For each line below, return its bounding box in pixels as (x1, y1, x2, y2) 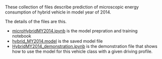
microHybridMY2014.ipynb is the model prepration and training (12, 28, 138, 33)
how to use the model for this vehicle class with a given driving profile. (12, 48, 153, 54)
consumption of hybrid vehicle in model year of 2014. (5, 9, 111, 15)
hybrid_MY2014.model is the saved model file (12, 38, 103, 44)
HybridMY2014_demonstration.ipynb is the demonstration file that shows (12, 44, 158, 49)
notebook (12, 33, 31, 39)
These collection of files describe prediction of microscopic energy (5, 4, 139, 10)
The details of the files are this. (5, 19, 67, 24)
